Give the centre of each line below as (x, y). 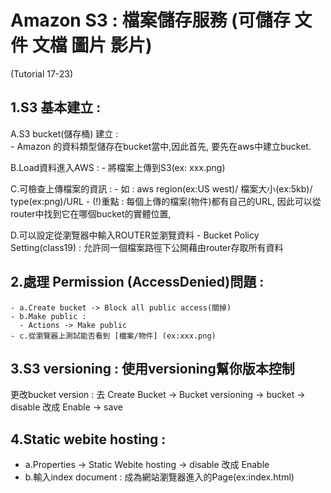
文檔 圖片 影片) (92, 45)
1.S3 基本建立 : (56, 107)
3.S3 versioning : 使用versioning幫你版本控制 (152, 368)
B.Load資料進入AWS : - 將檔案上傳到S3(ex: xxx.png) (118, 167)
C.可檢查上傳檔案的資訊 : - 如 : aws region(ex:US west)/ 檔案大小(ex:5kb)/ (161, 188)
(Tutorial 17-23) (42, 73)
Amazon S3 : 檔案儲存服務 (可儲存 (150, 20)
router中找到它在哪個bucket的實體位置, (91, 213)
